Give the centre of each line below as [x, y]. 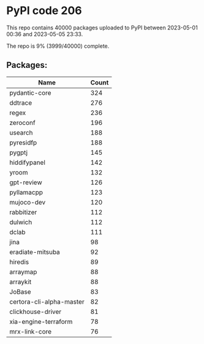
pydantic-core [30, 92]
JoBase [20, 291]
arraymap [23, 272]
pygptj [19, 152]
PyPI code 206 [44, 11]
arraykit [21, 282]
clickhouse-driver [36, 312]
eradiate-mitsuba [35, 252]
